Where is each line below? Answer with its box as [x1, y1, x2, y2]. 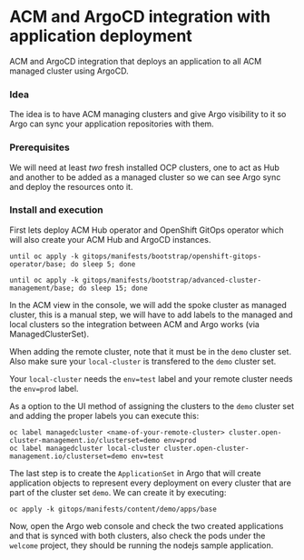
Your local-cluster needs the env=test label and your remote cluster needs [9, 373, 293, 384]
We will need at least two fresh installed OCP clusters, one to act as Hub [9, 162, 279, 173]
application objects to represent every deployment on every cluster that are [9, 477, 292, 488]
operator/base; [9, 259, 67, 269]
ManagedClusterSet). [9, 328, 89, 339]
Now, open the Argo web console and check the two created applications [9, 520, 284, 531]
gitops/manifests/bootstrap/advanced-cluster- [82, 275, 261, 285]
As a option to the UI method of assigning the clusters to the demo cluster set [9, 400, 295, 411]
